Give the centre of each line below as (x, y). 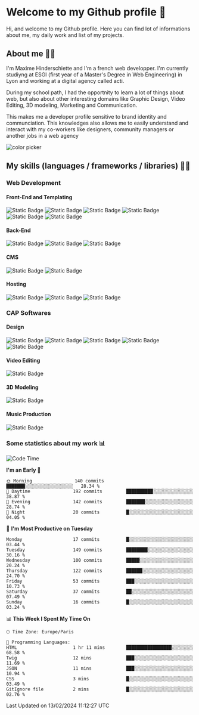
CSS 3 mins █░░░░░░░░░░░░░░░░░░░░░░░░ (100, 679)
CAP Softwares (29, 312)
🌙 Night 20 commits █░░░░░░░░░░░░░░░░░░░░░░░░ (100, 512)
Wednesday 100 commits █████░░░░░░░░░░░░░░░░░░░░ (100, 560)
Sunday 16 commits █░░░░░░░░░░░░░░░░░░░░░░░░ (100, 602)
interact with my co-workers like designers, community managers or (90, 129)
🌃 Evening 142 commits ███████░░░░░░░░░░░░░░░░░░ (100, 502)
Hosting (16, 284)
